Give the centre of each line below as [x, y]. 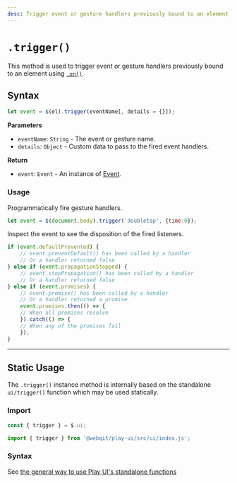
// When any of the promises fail [71, 326]
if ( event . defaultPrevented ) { [53, 247]
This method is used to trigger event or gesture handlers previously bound [115, 66]
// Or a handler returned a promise [74, 300]
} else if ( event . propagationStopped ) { [68, 267]
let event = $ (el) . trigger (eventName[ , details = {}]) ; [91, 112]
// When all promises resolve [65, 313]
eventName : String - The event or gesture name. [86, 139]
